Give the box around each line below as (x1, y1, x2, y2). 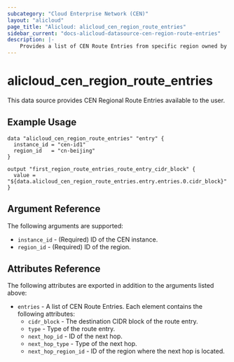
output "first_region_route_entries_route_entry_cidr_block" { (7, 165, 196, 172)
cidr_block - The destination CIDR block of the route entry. (27, 317, 198, 326)
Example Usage (7, 116, 77, 128)
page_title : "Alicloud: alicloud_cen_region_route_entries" (7, 23, 187, 30)
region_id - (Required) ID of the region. (17, 242, 131, 251)
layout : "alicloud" (7, 17, 64, 24)
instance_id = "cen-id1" (13, 141, 86, 148)
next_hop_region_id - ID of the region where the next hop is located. (27, 347, 226, 356)
